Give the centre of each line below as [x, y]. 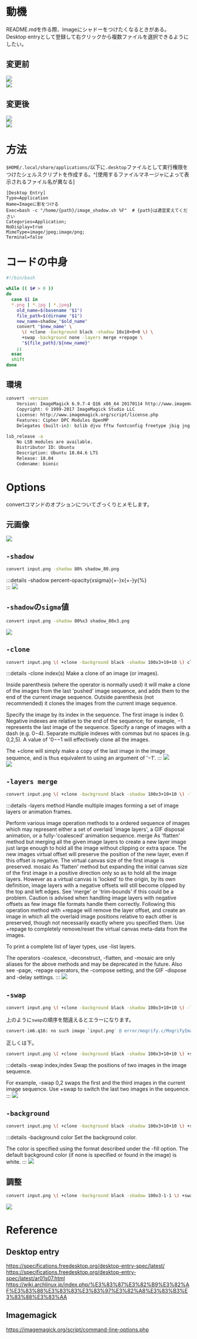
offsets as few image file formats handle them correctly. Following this [91, 904]
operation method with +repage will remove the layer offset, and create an [96, 910]
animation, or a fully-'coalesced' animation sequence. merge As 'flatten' [93, 836]
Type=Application [27, 198]
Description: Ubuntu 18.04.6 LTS [57, 453]
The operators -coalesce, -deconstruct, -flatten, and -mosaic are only [91, 958]
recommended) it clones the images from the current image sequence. [91, 703]
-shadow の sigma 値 [38, 607]
